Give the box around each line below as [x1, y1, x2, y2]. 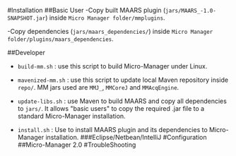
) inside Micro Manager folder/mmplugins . [45, 13, 165, 22]
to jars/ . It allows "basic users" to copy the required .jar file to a [17, 104, 205, 112]
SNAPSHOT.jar [7, 15, 46, 22]
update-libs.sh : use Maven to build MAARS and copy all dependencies [17, 97, 228, 105]
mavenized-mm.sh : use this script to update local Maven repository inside [17, 76, 228, 84]
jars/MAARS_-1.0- [165, 7, 217, 14]
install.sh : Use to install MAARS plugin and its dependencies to [17, 126, 208, 133]
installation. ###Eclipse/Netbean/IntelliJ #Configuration [45, 133, 207, 141]
